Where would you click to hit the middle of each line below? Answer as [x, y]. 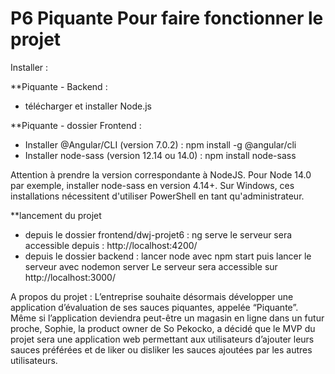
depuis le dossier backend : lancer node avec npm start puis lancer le [168, 256]
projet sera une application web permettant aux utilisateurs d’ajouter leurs [162, 339]
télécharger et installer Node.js [88, 106]
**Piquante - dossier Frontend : [76, 125]
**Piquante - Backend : [59, 86]
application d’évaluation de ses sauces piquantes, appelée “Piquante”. [154, 307]
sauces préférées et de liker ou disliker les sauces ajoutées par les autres [161, 349]
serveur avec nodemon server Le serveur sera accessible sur [151, 266]
